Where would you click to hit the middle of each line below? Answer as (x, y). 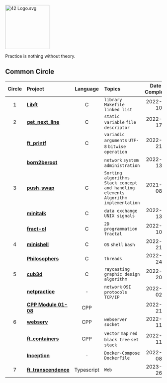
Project (36, 88)
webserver (116, 319)
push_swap (41, 188)
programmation (121, 229)
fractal (113, 234)
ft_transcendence (48, 370)
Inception (38, 355)
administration (122, 165)
